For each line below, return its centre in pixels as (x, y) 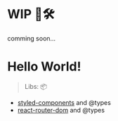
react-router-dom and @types (61, 110)
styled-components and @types (64, 102)
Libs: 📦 (36, 86)
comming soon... (32, 38)
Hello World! (44, 67)
